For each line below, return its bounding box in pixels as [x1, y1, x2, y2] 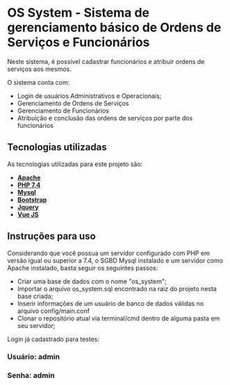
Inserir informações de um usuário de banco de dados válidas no [17, 299, 204, 307]
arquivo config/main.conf [17, 306, 90, 315]
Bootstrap [17, 195, 47, 204]
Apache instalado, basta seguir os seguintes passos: [7, 263, 158, 272]
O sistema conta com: [7, 78, 70, 86]
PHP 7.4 [17, 181, 41, 189]
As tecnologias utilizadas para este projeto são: [7, 160, 143, 168]
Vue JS [17, 210, 39, 218]
